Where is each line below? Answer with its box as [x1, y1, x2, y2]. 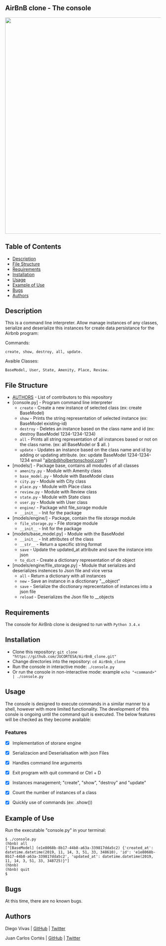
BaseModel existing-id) [19, 420, 67, 427]
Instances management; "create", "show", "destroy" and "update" [12, 780, 147, 786]
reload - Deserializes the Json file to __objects [19, 594, 115, 600]
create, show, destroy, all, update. [5, 350, 83, 355]
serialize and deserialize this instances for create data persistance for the [5, 325, 155, 331]
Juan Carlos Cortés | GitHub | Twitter [5, 935, 81, 941]
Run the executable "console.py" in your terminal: [5, 827, 106, 833]
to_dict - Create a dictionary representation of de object [19, 557, 135, 563]
